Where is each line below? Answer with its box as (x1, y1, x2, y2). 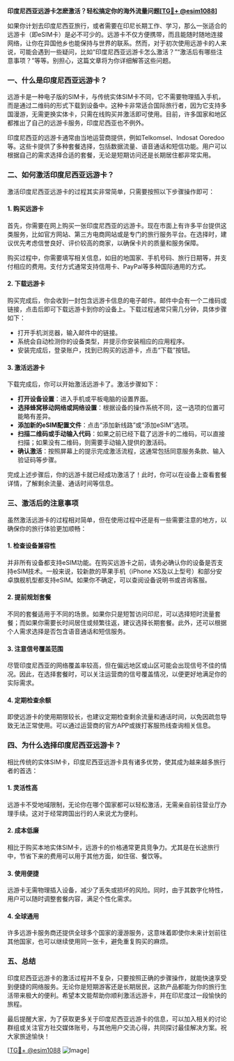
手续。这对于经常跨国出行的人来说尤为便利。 (13, 809, 141, 817)
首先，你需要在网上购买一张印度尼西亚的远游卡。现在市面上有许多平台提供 (7, 221, 221, 229)
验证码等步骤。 (17, 456, 61, 464)
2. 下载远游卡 (7, 279, 45, 288)
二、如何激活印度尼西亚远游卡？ (7, 170, 115, 180)
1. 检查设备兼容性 (7, 541, 56, 550)
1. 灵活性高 (7, 784, 38, 792)
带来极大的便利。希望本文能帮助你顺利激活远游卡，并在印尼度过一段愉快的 (13, 991, 227, 999)
